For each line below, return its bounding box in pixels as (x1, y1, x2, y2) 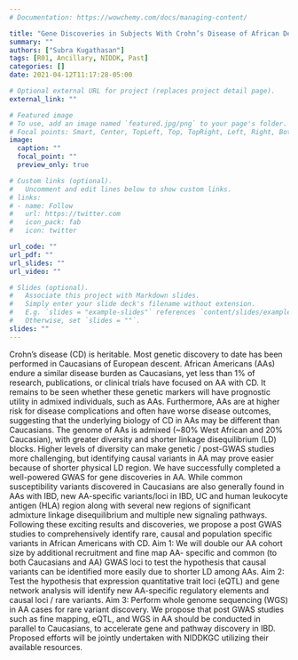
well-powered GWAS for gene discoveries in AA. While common (9, 471, 244, 482)
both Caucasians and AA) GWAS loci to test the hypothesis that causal (9, 557, 267, 567)
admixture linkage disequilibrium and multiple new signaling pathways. (9, 509, 268, 520)
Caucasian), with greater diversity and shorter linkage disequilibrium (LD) (9, 433, 277, 445)
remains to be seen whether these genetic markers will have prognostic (9, 386, 271, 397)
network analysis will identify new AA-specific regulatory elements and (9, 584, 269, 596)
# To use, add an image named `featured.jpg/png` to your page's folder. (9, 119, 288, 128)
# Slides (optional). (9, 283, 90, 292)
